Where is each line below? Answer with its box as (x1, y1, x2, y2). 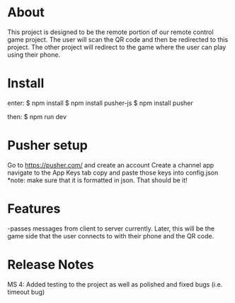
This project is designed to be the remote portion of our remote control (7, 28, 214, 36)
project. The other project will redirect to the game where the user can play (7, 43, 227, 51)
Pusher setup (7, 138, 88, 153)
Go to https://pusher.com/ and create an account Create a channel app (7, 160, 214, 169)
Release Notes (7, 256, 94, 272)
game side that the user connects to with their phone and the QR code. (7, 231, 214, 240)
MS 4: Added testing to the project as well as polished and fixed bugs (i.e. (7, 280, 223, 288)
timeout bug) (7, 287, 45, 296)
